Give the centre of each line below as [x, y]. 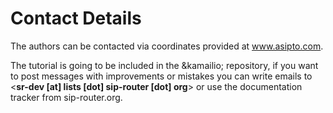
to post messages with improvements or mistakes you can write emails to [161, 76]
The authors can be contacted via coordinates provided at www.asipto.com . [167, 46]
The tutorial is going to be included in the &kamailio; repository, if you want [164, 65]
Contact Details [76, 18]
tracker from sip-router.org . [66, 97]
